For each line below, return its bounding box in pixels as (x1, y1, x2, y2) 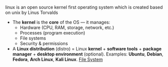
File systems (20, 35, 46, 41)
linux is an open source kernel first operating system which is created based (5, 4, 163, 10)
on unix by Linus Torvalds (5, 9, 59, 15)
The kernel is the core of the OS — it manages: (12, 19, 110, 25)
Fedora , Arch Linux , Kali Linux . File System (12, 56, 103, 62)
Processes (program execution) (20, 30, 85, 35)
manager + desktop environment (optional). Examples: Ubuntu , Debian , (12, 51, 163, 57)
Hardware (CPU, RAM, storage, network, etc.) (20, 24, 114, 30)
